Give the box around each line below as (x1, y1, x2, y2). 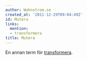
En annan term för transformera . (5, 49, 73, 55)
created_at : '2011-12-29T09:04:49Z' (5, 12, 83, 17)
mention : (10, 26, 28, 31)
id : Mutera (5, 17, 28, 22)
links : (5, 21, 19, 27)
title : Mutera (5, 36, 36, 41)
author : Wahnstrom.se (5, 7, 51, 13)
